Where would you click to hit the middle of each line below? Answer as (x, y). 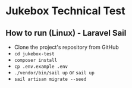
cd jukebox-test (34, 54)
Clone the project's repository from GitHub (67, 47)
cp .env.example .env (41, 67)
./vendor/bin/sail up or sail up (54, 72)
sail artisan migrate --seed (50, 79)
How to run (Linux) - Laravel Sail (66, 33)
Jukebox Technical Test (65, 11)
